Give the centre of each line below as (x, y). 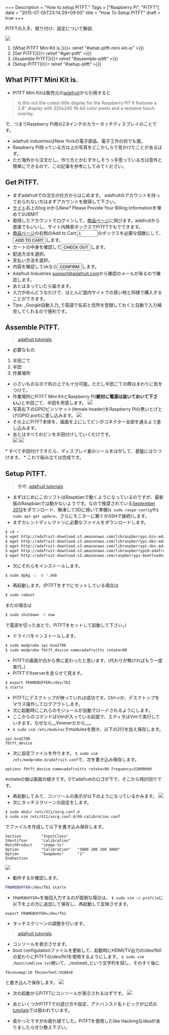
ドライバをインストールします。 (45, 636)
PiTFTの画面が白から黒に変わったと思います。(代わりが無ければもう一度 (87, 660)
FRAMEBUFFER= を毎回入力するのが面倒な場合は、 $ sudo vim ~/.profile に (88, 898)
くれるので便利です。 (47, 311)
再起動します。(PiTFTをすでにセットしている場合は (65, 585)
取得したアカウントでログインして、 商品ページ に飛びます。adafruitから (86, 220)
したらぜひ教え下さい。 (46, 1027)
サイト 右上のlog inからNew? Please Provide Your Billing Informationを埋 (87, 208)
